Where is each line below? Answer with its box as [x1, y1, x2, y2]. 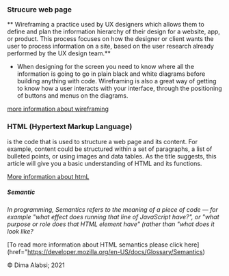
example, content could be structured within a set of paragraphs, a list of [7, 145, 213, 153]
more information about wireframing [7, 105, 109, 113]
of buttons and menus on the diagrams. [16, 92, 129, 100]
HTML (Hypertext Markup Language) [7, 122, 133, 131]
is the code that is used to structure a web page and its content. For [7, 137, 198, 146]
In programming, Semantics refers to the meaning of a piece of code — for [7, 205, 219, 213]
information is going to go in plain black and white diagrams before [16, 70, 206, 78]
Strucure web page [7, 5, 72, 14]
